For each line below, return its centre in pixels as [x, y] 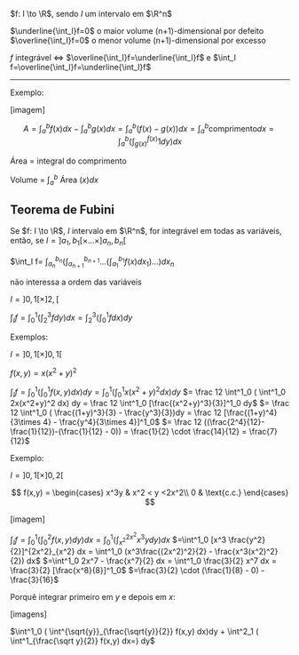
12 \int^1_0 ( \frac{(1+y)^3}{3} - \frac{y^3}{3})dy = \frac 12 [116, 412]
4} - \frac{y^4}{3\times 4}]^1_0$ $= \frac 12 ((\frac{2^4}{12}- [154, 422]
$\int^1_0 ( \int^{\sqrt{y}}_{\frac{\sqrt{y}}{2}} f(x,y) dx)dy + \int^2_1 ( [134, 631]
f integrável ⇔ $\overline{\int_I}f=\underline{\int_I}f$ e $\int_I [123, 57]
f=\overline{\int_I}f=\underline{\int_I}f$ [81, 67]
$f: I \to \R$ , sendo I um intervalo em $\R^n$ [91, 14]
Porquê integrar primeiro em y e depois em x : [93, 596]
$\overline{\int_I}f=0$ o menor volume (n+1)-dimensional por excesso [138, 40]
